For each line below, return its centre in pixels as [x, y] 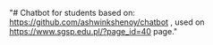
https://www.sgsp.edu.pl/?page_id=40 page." [94, 31]
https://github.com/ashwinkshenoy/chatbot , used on [107, 22]
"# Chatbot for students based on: [72, 13]
